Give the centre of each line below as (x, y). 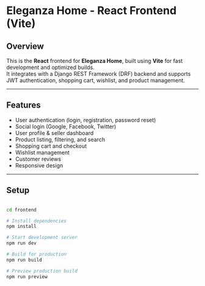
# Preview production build (42, 271)
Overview (25, 46)
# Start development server (42, 238)
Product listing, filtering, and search (60, 139)
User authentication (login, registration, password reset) (85, 120)
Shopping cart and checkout (51, 146)
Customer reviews (38, 159)
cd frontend (21, 210)
